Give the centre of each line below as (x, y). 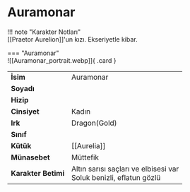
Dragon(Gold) (94, 123)
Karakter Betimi (38, 173)
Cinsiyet (25, 112)
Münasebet (31, 157)
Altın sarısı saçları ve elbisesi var (125, 169)
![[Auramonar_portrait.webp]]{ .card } (62, 60)
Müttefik (85, 157)
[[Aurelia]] (88, 145)
